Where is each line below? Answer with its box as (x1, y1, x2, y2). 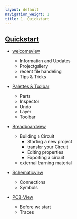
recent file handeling (19, 68, 62, 75)
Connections (19, 179, 46, 185)
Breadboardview (12, 124, 46, 130)
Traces (19, 209, 34, 215)
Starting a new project (27, 139, 73, 145)
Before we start (19, 204, 51, 210)
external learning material (19, 160, 72, 166)
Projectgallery (19, 63, 48, 69)
